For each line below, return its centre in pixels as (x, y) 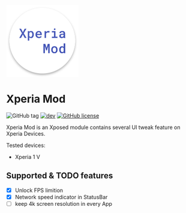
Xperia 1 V (27, 157)
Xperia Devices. (26, 133)
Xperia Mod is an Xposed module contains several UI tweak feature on (93, 127)
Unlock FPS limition (39, 190)
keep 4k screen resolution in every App (64, 203)
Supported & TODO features (60, 176)
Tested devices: (26, 145)
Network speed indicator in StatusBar (61, 197)
